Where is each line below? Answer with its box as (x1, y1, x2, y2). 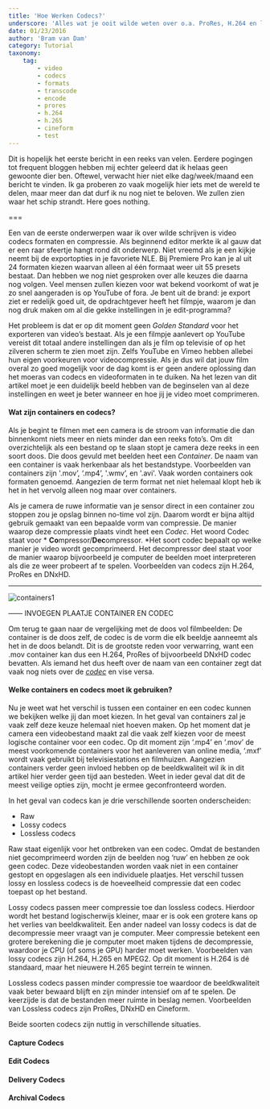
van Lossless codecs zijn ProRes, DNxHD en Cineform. (8, 1004, 190, 1014)
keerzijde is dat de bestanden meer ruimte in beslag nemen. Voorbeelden (8, 995, 252, 1005)
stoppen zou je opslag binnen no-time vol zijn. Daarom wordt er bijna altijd (8, 509, 255, 519)
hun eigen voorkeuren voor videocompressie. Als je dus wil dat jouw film (8, 355, 249, 364)
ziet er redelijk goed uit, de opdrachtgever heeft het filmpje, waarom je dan (8, 296, 256, 306)
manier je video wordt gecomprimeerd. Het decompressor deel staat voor (8, 543, 252, 553)
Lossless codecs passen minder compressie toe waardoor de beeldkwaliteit (8, 978, 260, 988)
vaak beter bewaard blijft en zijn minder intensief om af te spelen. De (8, 986, 236, 996)
